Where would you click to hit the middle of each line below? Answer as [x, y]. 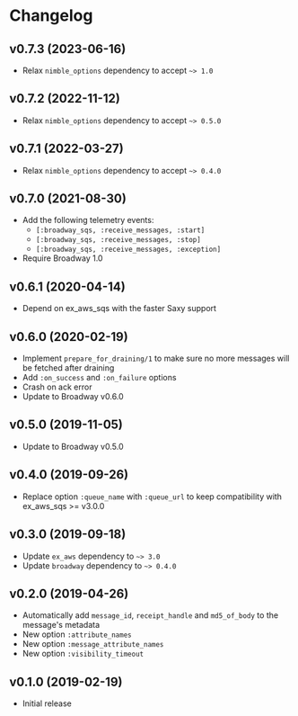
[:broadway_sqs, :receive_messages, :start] [120, 230]
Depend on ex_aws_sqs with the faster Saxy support [119, 309]
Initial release [47, 703]
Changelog [51, 16]
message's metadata [61, 625]
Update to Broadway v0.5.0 [73, 446]
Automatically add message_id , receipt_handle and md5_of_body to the [150, 615]
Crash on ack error [57, 387]
